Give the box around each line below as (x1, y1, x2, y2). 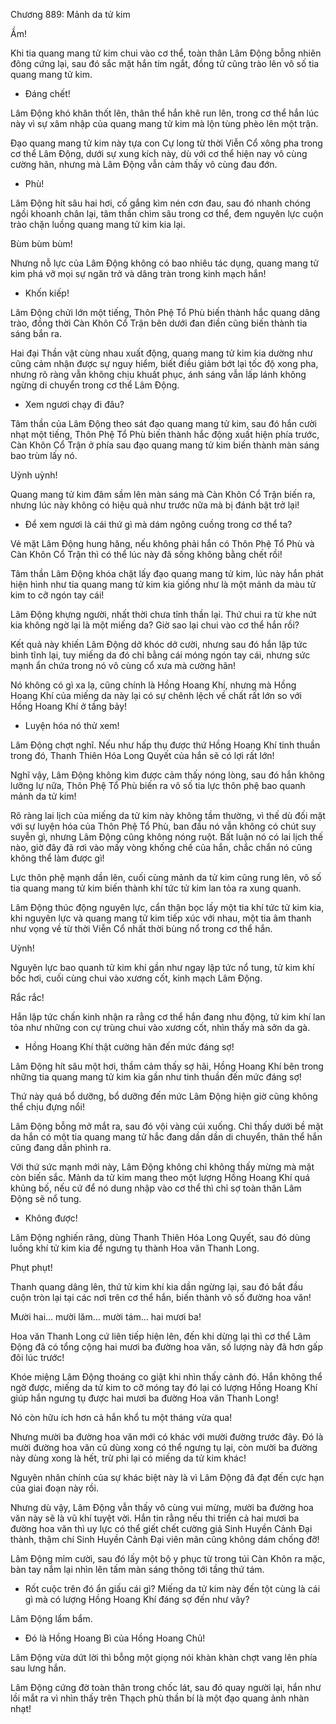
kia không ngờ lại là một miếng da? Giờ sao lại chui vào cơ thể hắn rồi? (10, 619, 300, 631)
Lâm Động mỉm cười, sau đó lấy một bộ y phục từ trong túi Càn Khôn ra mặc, (10, 1553, 326, 1564)
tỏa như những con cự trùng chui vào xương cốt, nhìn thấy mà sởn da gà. (10, 1022, 311, 1033)
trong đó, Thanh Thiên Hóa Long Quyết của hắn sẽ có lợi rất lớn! (10, 750, 275, 761)
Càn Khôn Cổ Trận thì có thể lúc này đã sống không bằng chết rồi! (10, 549, 283, 560)
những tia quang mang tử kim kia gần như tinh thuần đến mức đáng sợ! (10, 1071, 302, 1083)
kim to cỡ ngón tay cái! (10, 589, 105, 601)
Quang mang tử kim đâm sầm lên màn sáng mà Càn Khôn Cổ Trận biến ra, (10, 489, 316, 500)
